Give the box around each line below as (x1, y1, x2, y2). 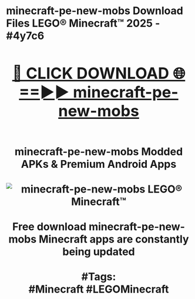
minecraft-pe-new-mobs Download (6, 4, 183, 18)
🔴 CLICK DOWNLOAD (12, 63, 169, 83)
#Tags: (81, 270, 116, 283)
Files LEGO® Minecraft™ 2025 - (6, 16, 160, 30)
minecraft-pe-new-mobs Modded (14, 145, 183, 158)
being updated (62, 245, 135, 258)
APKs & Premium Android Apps (21, 157, 177, 171)
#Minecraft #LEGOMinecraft (28, 283, 169, 295)
